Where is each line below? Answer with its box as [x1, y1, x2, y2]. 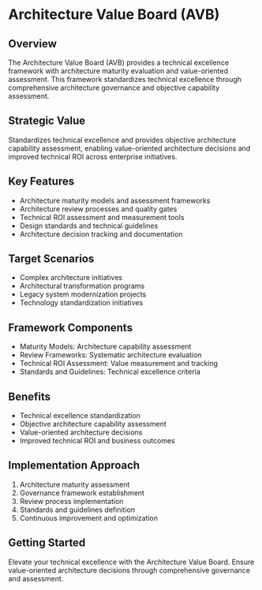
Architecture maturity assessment [19, 480, 130, 489]
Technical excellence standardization [19, 411, 140, 420]
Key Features [8, 175, 75, 189]
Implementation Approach [8, 459, 140, 472]
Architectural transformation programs [19, 282, 145, 291]
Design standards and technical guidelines [19, 221, 159, 230]
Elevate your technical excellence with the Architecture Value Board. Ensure [8, 557, 255, 566]
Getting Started [8, 536, 86, 550]
